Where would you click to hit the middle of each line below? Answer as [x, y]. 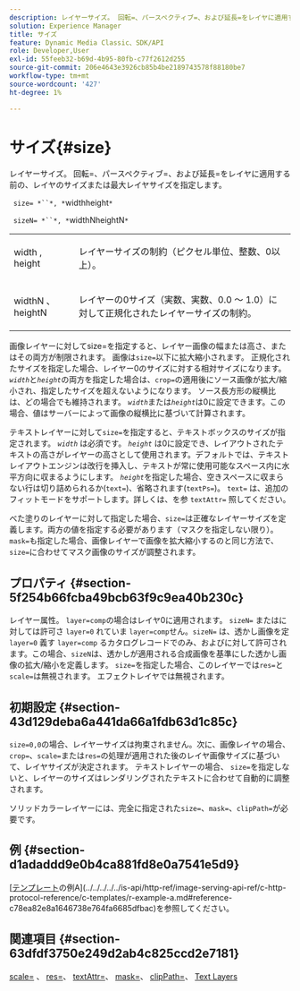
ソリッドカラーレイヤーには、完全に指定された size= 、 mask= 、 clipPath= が [145, 808]
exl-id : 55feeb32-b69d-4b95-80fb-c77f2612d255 [97, 59]
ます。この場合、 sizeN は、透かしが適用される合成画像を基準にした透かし [144, 654]
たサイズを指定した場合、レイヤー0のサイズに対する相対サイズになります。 [148, 369]
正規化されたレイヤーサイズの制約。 [181, 313]
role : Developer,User [50, 51]
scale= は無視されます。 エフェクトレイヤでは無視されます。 [119, 676]
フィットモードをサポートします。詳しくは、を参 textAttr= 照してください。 [150, 500]
